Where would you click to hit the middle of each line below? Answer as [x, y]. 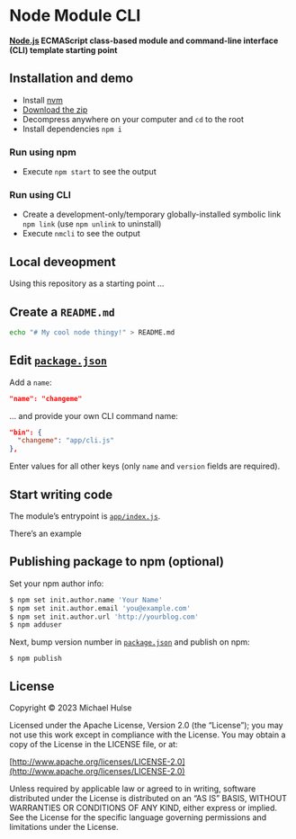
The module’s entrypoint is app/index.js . [85, 516]
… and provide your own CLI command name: [94, 415]
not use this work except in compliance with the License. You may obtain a [148, 735]
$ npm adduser [36, 625]
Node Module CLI [75, 16]
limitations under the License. [64, 827]
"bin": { [26, 433]
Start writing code [61, 494]
